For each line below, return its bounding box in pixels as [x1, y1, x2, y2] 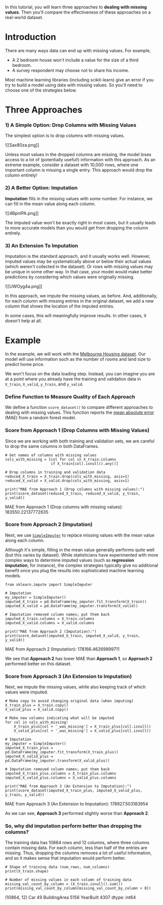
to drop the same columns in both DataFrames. [5, 443, 99, 449]
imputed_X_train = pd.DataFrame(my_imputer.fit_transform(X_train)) [5, 599, 147, 604]
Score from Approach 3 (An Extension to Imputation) [5, 673, 132, 679]
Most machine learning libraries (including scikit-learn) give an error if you [5, 77, 154, 82]
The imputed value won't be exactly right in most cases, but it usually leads [5, 219, 156, 226]
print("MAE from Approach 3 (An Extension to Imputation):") [5, 784, 132, 789]
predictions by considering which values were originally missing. [5, 274, 135, 280]
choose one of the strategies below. [5, 87, 77, 93]
